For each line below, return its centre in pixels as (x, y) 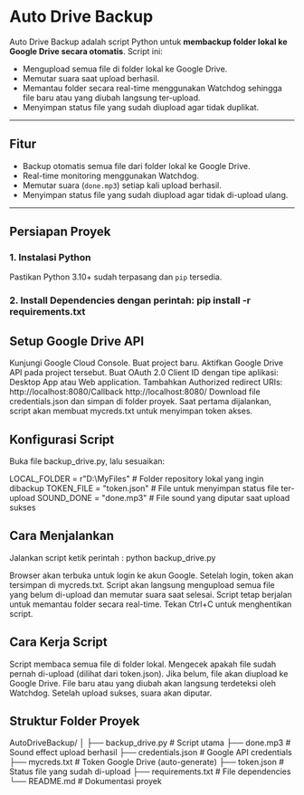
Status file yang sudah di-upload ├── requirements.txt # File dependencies (150, 771)
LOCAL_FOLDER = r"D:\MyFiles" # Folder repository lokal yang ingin (137, 478)
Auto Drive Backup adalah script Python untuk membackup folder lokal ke (148, 42)
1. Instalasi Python (50, 258)
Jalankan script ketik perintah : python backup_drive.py (113, 557)
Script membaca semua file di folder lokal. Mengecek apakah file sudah (143, 664)
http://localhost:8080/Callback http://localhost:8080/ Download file (135, 392)
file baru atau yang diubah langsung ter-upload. (111, 98)
